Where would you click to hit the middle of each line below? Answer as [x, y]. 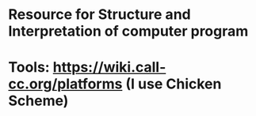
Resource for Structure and [100, 15]
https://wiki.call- [109, 67]
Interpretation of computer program [128, 31]
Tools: [29, 67]
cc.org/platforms [65, 84]
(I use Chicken [174, 84]
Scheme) [38, 101]
